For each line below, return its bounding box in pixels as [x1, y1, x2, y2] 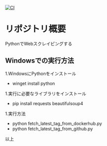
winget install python [12, 80, 55, 86]
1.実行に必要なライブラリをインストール [5, 90, 87, 96]
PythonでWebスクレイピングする [5, 40, 73, 46]
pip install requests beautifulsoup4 [12, 100, 83, 106]
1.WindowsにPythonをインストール [5, 71, 77, 76]
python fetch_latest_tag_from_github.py [12, 126, 93, 132]
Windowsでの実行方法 [5, 57, 74, 65]
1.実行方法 [5, 110, 26, 116]
